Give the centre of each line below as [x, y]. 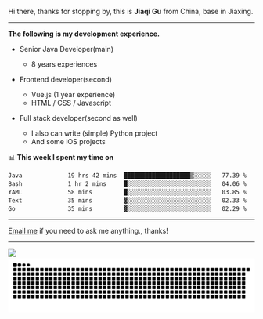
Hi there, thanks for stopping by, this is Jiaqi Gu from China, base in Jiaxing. [131, 11]
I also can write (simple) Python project [94, 133]
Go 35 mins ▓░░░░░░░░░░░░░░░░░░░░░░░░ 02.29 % [127, 208]
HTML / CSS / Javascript [71, 103]
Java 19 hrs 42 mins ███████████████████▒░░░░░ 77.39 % [127, 176]
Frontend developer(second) [65, 79]
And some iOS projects [68, 141]
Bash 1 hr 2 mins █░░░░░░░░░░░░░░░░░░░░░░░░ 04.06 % [127, 183]
